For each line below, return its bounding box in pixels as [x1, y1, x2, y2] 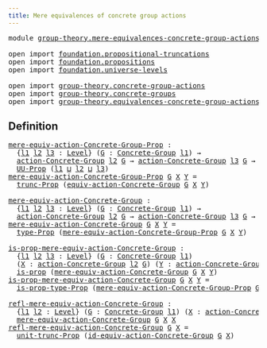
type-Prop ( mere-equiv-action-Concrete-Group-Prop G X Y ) [16, 228, 248, 237]
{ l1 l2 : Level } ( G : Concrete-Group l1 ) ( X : [16, 307, 201, 316]
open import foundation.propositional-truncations [8, 49, 210, 58]
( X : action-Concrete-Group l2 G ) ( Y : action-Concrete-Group [16, 260, 265, 269]
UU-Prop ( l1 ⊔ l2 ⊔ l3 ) [16, 164, 110, 173]
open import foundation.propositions [8, 57, 156, 66]
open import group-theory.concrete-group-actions [8, 81, 206, 90]
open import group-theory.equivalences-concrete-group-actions [8, 97, 260, 106]
